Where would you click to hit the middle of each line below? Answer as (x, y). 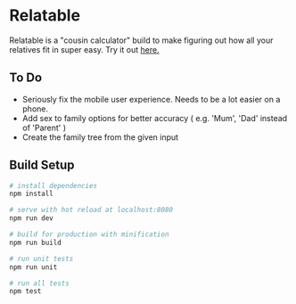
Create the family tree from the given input (100, 137)
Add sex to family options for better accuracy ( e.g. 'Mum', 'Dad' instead (155, 118)
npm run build (36, 242)
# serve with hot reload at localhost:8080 (91, 210)
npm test (25, 292)
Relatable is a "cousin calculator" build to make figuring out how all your (141, 40)
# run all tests (39, 283)
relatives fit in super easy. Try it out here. (84, 49)
